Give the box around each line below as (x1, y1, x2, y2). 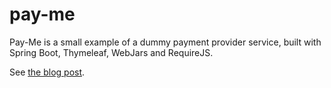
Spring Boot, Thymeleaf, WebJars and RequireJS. (9, 46, 214, 58)
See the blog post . (9, 66, 86, 78)
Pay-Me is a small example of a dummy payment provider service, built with (9, 36, 322, 48)
